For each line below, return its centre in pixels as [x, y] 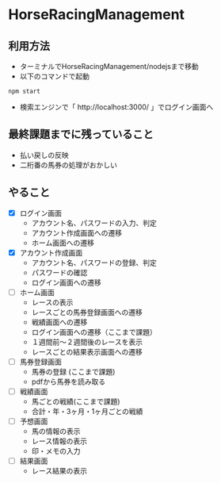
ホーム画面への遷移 [63, 243]
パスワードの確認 [59, 272]
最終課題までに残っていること [81, 134]
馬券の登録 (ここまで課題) [73, 371]
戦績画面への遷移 [59, 322]
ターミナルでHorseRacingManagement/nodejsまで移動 [109, 66]
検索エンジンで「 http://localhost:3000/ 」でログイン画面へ [116, 107]
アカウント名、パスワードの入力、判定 [94, 223]
